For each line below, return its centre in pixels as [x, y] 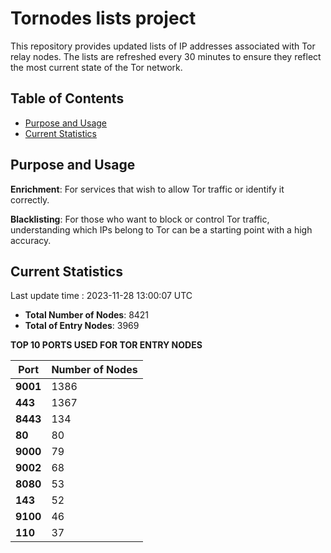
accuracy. [31, 240]
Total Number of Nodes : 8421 [87, 315]
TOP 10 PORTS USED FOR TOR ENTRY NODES [106, 345]
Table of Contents [67, 98]
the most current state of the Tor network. [96, 67]
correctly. [30, 199]
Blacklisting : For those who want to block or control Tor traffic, [140, 219]
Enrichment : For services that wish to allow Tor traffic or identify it [147, 189]
